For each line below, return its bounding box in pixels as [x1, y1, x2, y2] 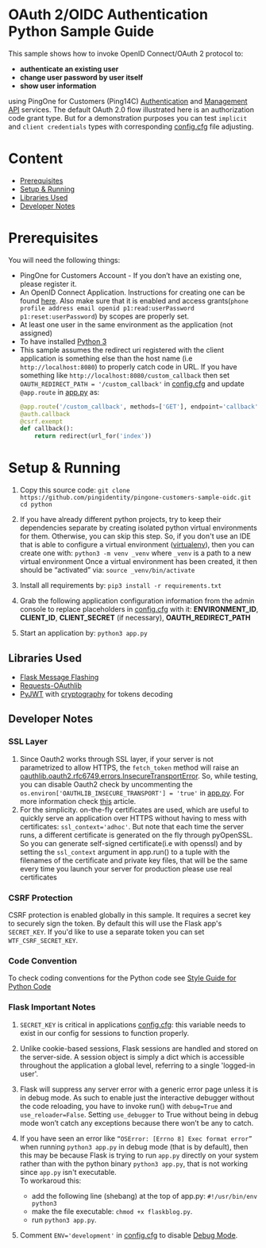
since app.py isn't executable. [19, 1167, 117, 1177]
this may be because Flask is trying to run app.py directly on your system [19, 1150, 259, 1160]
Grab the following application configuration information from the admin [19, 596, 255, 605]
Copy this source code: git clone [19, 485, 130, 495]
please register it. [19, 279, 77, 288]
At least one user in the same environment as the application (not [19, 319, 233, 329]
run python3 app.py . [31, 1215, 97, 1224]
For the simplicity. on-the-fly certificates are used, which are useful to [19, 805, 249, 814]
